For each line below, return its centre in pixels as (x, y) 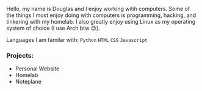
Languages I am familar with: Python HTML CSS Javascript (77, 40)
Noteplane (28, 82)
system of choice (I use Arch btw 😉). (53, 28)
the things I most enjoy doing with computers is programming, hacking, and (101, 15)
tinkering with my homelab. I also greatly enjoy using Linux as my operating (101, 22)
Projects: (20, 55)
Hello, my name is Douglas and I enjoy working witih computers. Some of (98, 9)
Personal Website (37, 69)
